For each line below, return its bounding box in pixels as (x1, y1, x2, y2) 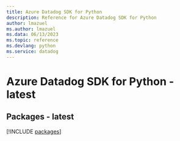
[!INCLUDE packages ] (6, 128, 62, 135)
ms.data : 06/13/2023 (6, 32, 59, 38)
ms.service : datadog (6, 49, 59, 55)
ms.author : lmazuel (6, 26, 56, 32)
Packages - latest (6, 112, 74, 122)
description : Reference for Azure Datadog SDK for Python (6, 15, 157, 21)
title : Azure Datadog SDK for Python (6, 9, 103, 15)
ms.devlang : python (6, 43, 56, 49)
